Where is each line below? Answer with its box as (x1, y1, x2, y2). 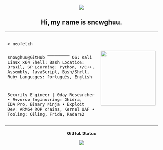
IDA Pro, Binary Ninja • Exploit (7, 102, 85, 107)
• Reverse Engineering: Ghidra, (7, 97, 82, 102)
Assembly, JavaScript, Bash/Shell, (7, 69, 90, 75)
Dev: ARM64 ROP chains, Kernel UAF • (7, 107, 95, 112)
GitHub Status (67, 131, 96, 136)
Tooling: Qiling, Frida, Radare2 (7, 112, 85, 117)
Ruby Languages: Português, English (7, 74, 92, 80)
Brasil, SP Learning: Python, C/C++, (7, 65, 95, 70)
